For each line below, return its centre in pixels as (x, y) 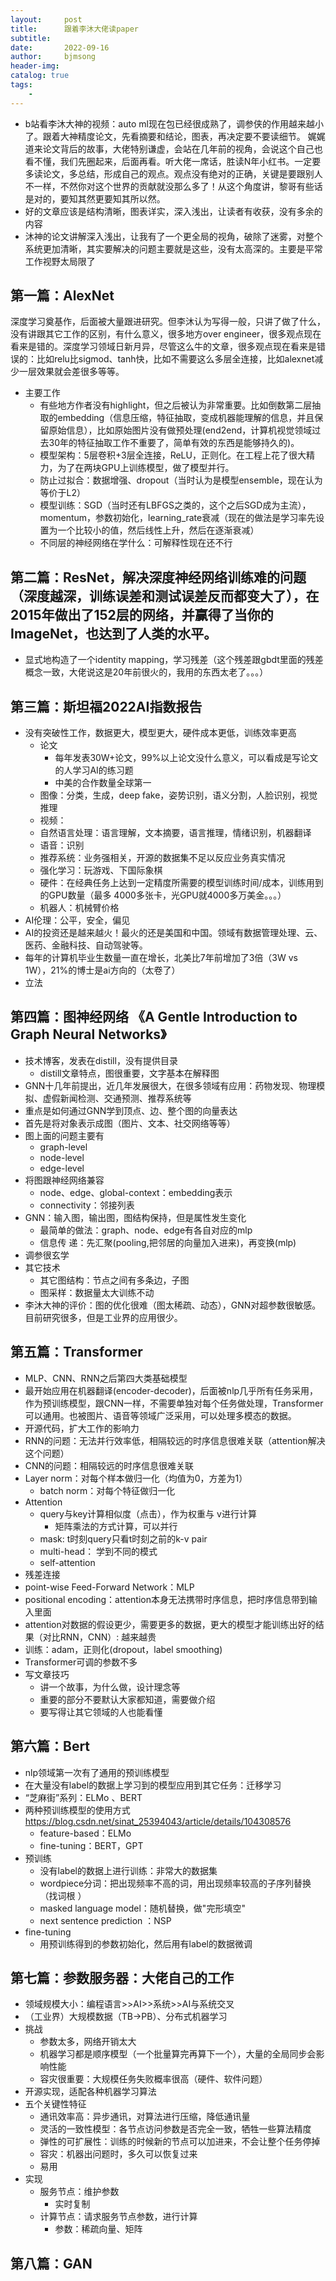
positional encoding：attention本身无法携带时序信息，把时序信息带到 (166, 1599)
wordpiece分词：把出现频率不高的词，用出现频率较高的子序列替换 (175, 1883)
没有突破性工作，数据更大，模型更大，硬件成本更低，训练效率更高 (160, 733)
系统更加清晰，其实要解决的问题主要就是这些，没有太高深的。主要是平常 (173, 248)
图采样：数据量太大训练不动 (97, 1292)
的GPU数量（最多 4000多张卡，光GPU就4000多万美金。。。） (163, 895)
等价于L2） (63, 493)
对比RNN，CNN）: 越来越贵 (99, 1637)
